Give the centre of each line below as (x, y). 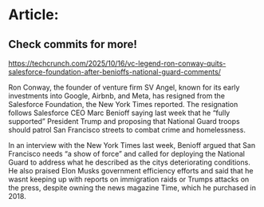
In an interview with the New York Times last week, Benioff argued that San (132, 145)
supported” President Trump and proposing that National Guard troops (124, 121)
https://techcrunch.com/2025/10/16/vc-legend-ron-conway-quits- (117, 63)
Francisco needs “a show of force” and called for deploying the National (127, 154)
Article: (33, 15)
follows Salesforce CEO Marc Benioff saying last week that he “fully (119, 113)
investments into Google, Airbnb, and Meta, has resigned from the (117, 96)
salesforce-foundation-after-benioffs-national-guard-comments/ (115, 72)
